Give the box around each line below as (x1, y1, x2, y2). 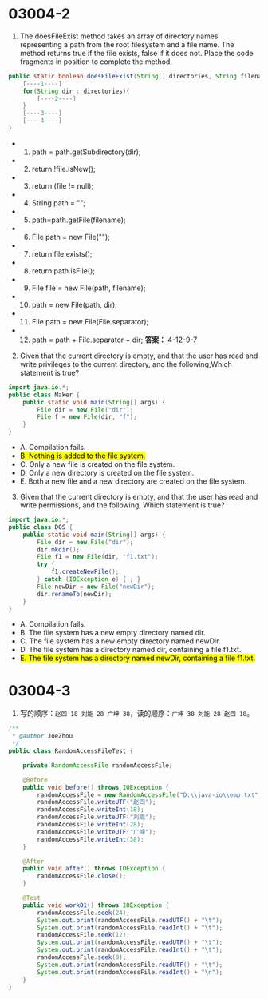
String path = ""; (31, 197, 86, 208)
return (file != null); (31, 181, 94, 190)
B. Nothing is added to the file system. (19, 451, 146, 460)
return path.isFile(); (31, 265, 96, 276)
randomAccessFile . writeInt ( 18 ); (37, 806, 145, 814)
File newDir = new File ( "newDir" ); (37, 583, 156, 591)
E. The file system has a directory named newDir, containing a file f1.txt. (19, 653, 256, 663)
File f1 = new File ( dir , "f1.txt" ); (37, 553, 159, 561)
